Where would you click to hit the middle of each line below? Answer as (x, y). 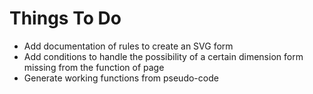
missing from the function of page (94, 67)
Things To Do (65, 18)
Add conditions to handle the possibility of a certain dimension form (163, 56)
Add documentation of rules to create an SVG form (128, 46)
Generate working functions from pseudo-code (121, 78)
